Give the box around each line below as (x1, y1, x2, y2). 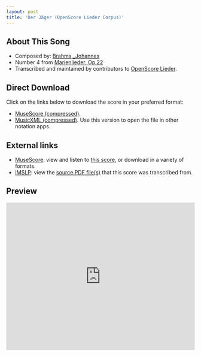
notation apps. (14, 123, 51, 130)
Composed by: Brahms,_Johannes (14, 52, 100, 60)
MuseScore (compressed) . (14, 110, 81, 117)
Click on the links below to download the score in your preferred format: (6, 98, 184, 105)
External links (6, 140, 59, 150)
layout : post (6, 8, 39, 15)
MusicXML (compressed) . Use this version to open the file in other (14, 116, 179, 123)
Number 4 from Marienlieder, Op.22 (14, 59, 103, 66)
